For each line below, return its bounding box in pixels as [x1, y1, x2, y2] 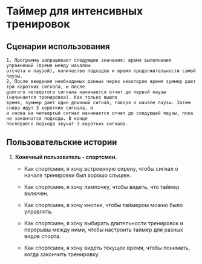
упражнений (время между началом [6, 62, 91, 68]
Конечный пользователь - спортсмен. [15, 153, 117, 160]
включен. [24, 190, 49, 197]
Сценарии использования [6, 41, 110, 51]
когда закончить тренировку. [24, 250, 100, 258]
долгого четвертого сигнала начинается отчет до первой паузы [6, 89, 166, 95]
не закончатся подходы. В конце [6, 116, 88, 122]
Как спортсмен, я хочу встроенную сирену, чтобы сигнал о [24, 165, 178, 172]
